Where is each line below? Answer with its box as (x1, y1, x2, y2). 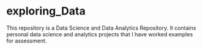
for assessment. (6, 37, 47, 44)
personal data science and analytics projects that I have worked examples (6, 30, 193, 38)
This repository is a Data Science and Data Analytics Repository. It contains (6, 24, 196, 31)
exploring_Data (6, 4, 86, 18)
